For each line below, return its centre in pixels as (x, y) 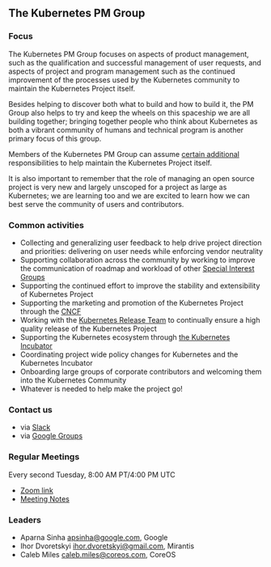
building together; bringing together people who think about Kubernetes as (133, 121)
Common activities (47, 225)
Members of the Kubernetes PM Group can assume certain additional (124, 154)
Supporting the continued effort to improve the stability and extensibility (140, 286)
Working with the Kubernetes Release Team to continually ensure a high (140, 319)
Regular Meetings (44, 457)
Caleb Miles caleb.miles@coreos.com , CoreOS (98, 554)
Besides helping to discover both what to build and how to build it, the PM (131, 104)
